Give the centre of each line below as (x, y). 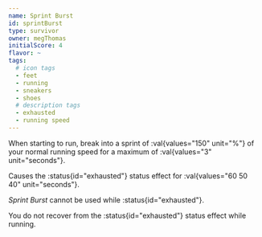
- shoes (29, 98)
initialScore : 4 (35, 46)
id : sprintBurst (35, 23)
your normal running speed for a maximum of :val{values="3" (110, 151)
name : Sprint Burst (41, 16)
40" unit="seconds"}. (44, 184)
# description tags (48, 105)
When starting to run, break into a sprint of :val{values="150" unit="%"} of (131, 143)
